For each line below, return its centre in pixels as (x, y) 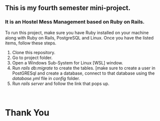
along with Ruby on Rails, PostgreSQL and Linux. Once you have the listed (79, 38)
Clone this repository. (34, 52)
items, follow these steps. (31, 43)
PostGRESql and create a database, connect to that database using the (83, 73)
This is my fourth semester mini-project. (68, 8)
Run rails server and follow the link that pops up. (61, 83)
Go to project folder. (32, 58)
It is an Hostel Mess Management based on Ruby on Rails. (75, 22)
